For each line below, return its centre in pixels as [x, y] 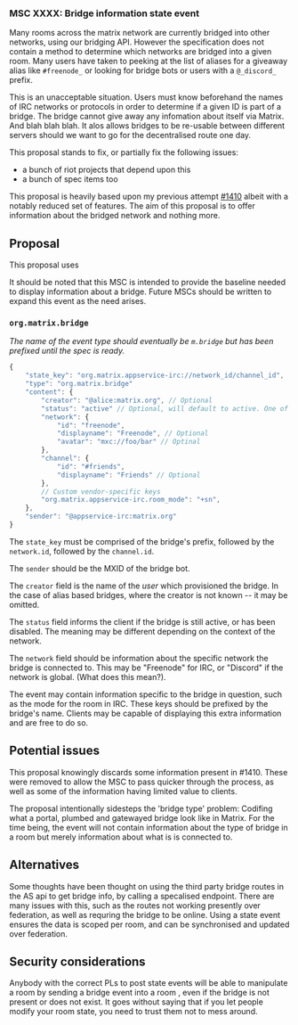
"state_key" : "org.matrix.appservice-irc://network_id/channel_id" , [155, 376]
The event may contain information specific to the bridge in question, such [146, 694]
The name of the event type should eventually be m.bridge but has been [141, 341]
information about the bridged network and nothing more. [115, 216]
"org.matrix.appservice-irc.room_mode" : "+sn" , [131, 500]
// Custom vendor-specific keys [101, 492]
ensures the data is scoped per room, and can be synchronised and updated [149, 924]
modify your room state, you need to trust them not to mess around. [133, 1012]
